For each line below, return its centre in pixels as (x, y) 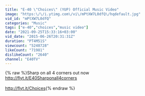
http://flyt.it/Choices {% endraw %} (40, 88)
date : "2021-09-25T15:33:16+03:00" (41, 32)
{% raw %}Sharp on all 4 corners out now (47, 73)
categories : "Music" (26, 23)
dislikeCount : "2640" (27, 55)
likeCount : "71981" (25, 50)
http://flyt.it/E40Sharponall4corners (41, 78)
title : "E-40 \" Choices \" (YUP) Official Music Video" (62, 9)
